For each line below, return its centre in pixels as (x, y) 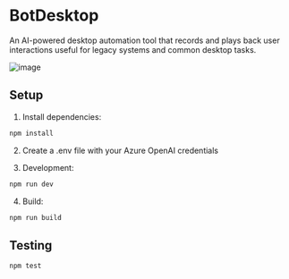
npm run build (36, 217)
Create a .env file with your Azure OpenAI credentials (120, 150)
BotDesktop (54, 16)
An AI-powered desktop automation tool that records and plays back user (144, 40)
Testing (31, 245)
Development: (48, 167)
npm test (25, 266)
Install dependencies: (62, 116)
